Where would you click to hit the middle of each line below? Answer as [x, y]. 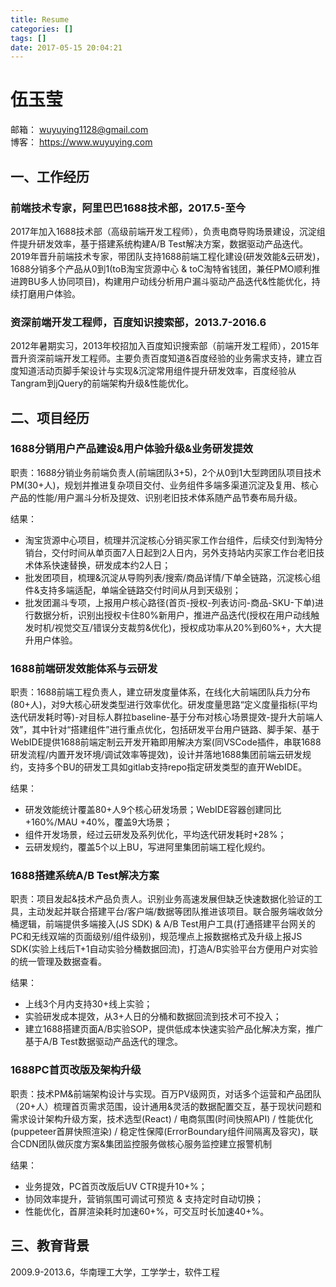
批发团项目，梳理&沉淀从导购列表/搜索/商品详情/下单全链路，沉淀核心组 [172, 577]
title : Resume [40, 19]
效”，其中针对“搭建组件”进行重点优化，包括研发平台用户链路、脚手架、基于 [165, 730]
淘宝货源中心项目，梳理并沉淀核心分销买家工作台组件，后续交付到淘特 [169, 540]
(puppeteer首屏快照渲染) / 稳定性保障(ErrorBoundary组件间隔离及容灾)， [160, 1131]
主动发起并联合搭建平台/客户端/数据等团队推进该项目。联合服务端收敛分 [175, 912]
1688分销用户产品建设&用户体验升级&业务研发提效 [132, 449]
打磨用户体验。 [49, 293]
